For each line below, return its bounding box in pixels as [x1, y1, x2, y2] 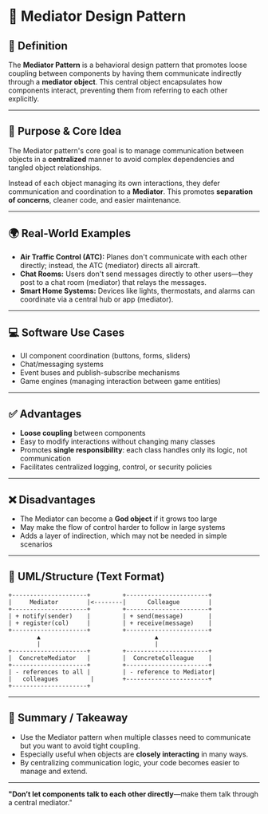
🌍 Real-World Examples [8, 227, 132, 240]
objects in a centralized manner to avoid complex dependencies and [8, 154, 235, 164]
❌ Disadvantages [8, 492, 96, 506]
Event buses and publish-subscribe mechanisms [19, 368, 180, 377]
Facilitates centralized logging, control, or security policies [19, 462, 213, 472]
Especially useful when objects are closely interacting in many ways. [19, 749, 249, 759]
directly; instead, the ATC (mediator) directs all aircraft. [19, 260, 201, 270]
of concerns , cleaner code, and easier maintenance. [8, 195, 182, 204]
